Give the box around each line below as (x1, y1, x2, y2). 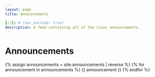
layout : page (5, 7, 32, 12)
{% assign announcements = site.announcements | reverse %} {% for (5, 62, 145, 68)
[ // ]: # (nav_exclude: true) (5, 20, 64, 25)
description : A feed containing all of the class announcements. (5, 25, 140, 30)
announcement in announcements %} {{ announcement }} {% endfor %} (5, 67, 151, 73)
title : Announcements (5, 12, 49, 16)
